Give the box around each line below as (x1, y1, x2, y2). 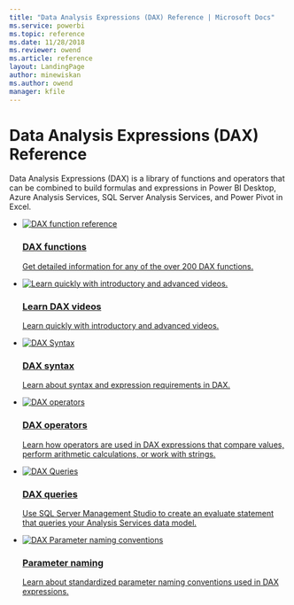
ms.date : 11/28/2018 (9, 37, 86, 47)
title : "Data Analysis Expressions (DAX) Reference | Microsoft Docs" (9, 12, 275, 22)
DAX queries (21, 488, 78, 500)
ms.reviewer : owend (9, 46, 81, 55)
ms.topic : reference (9, 29, 86, 38)
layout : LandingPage (9, 63, 86, 72)
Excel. (9, 201, 32, 213)
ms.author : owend (9, 79, 73, 88)
